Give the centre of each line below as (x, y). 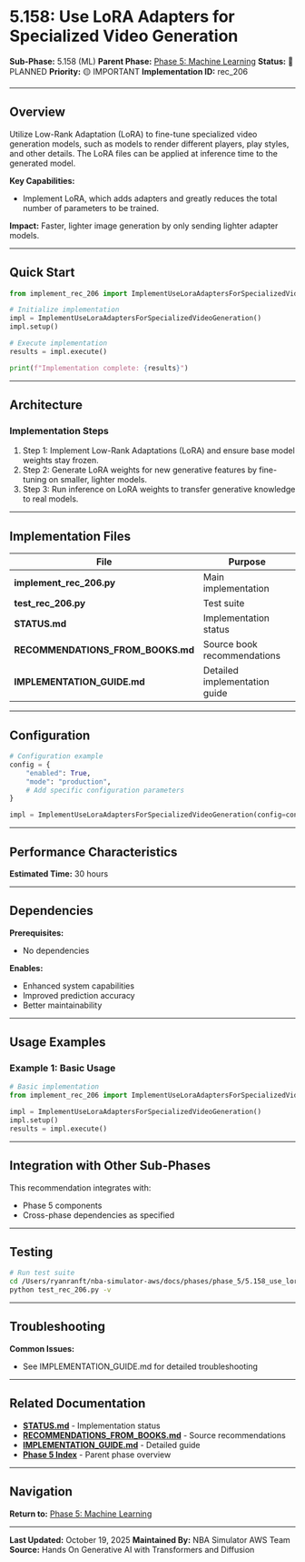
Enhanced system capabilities (78, 986)
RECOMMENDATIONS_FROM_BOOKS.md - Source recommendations (154, 1435)
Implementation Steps (59, 431)
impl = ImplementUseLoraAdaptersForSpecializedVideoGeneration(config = (148, 815)
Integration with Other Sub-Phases (110, 1166)
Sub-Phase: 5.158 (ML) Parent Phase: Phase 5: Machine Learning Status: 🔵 (152, 61)
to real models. (50, 499)
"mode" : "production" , (69, 781)
